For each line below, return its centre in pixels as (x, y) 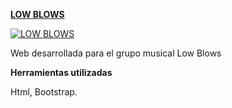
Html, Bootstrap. (44, 92)
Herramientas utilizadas (61, 72)
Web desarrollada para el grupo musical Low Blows (116, 53)
